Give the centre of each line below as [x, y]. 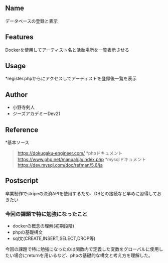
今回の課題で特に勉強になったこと [46, 214]
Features [19, 37]
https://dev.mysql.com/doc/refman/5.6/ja [60, 165]
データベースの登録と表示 [32, 21]
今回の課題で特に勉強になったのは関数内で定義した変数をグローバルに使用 [82, 249]
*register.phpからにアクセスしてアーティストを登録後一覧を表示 [71, 79]
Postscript [22, 181]
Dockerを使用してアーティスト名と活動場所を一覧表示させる [67, 50]
